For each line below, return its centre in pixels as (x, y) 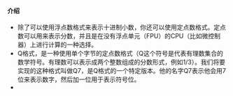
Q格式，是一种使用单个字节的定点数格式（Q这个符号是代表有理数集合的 (120, 54)
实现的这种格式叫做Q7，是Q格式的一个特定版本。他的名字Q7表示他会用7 (121, 71)
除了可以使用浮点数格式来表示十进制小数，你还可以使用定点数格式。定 (119, 27)
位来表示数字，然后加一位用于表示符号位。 (79, 79)
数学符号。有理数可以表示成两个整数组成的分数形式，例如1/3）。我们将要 (121, 62)
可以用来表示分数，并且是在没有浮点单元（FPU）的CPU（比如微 (116, 36)
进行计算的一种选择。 (67, 45)
